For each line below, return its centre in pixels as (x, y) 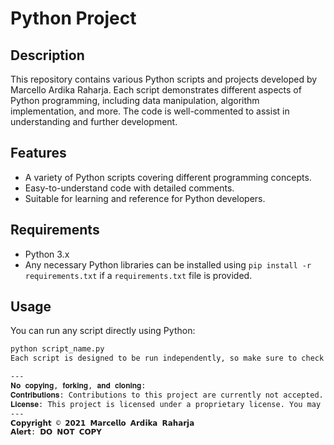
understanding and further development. (94, 121)
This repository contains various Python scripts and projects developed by (164, 79)
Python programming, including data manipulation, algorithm (135, 100)
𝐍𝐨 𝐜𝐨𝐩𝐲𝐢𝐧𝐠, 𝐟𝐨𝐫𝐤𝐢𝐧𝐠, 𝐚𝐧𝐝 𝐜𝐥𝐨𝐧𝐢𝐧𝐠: (78, 386)
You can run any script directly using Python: (103, 331)
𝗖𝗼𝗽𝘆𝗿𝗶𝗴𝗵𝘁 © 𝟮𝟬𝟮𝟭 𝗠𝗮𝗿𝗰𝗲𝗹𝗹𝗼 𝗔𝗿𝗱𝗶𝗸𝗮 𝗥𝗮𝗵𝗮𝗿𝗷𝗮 (102, 423)
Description (47, 55)
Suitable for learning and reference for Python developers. (145, 198)
